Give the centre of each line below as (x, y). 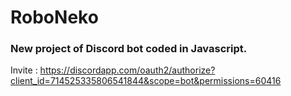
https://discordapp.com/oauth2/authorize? (127, 70)
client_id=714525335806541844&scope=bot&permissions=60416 (146, 81)
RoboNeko (54, 17)
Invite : (24, 70)
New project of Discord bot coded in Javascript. (129, 49)
